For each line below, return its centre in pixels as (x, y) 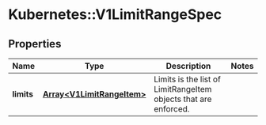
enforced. (172, 109)
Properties (35, 44)
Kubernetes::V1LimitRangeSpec (115, 15)
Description (188, 66)
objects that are (183, 99)
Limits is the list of (188, 79)
